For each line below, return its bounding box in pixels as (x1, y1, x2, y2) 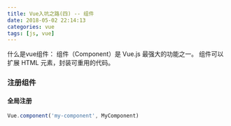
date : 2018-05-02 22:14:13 (7, 17, 86, 24)
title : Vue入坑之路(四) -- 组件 (7, 10, 94, 17)
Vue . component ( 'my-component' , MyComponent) (7, 113, 139, 120)
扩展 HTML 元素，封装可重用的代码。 (7, 59, 114, 67)
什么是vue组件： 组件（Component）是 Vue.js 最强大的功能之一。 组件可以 (7, 50, 224, 58)
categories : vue (7, 23, 55, 30)
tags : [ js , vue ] (7, 29, 55, 37)
